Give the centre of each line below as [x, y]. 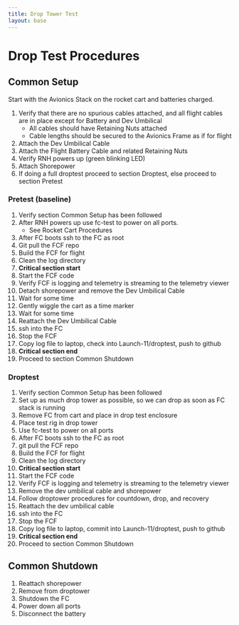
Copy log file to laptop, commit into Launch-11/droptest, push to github [122, 529]
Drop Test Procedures [74, 56]
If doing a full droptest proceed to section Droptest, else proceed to [117, 173]
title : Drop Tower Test [43, 14]
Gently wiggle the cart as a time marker [76, 305]
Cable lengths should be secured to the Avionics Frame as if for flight [130, 135]
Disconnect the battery [52, 614]
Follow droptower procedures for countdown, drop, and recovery [113, 498]
